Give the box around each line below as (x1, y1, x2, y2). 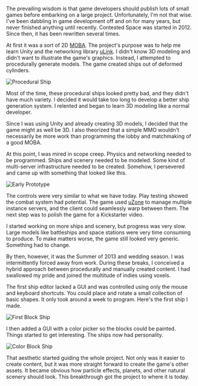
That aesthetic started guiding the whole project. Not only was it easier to (6, 355, 185, 361)
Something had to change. (6, 242, 71, 248)
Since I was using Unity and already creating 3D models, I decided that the (6, 120, 188, 127)
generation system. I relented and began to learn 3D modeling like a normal (6, 102, 190, 109)
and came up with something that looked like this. (6, 169, 127, 176)
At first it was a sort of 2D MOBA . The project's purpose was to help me (6, 41, 181, 49)
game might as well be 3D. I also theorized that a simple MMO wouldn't (6, 127, 179, 133)
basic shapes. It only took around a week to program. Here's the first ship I (6, 296, 188, 303)
